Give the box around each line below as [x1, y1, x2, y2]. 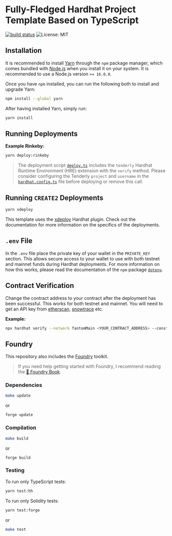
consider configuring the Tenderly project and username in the [17, 173, 149, 179]
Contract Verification [5, 281, 74, 290]
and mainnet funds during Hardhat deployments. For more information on [5, 261, 160, 267]
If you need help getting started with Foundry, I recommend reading [17, 363, 161, 369]
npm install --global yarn [5, 96, 63, 101]
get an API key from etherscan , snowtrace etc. [5, 306, 103, 312]
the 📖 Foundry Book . [17, 369, 61, 375]
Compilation [5, 424, 37, 431]
